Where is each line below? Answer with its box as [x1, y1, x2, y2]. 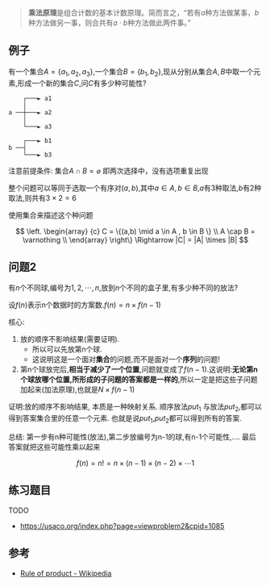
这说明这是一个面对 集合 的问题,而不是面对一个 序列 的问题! [31, 355, 220, 364]
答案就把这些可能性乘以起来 [8, 443, 101, 452]
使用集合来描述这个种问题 [8, 210, 93, 220]
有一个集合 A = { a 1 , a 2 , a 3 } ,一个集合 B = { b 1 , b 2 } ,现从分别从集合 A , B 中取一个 [8, 66, 254, 78]
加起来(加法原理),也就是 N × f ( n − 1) [19, 384, 135, 394]
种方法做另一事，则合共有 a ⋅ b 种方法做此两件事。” [27, 18, 191, 27]
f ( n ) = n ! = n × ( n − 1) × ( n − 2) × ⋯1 [76, 459, 195, 468]
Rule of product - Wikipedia [19, 568, 112, 578]
